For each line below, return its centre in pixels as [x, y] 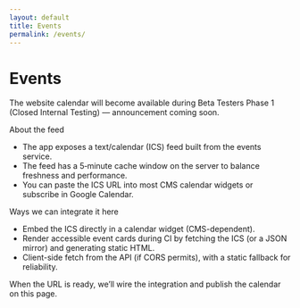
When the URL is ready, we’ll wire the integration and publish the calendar [145, 284]
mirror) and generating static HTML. [88, 248]
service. [37, 156]
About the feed [37, 129]
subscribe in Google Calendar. [78, 195]
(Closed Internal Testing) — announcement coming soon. [115, 112]
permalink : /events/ [48, 34]
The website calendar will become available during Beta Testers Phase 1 [142, 103]
